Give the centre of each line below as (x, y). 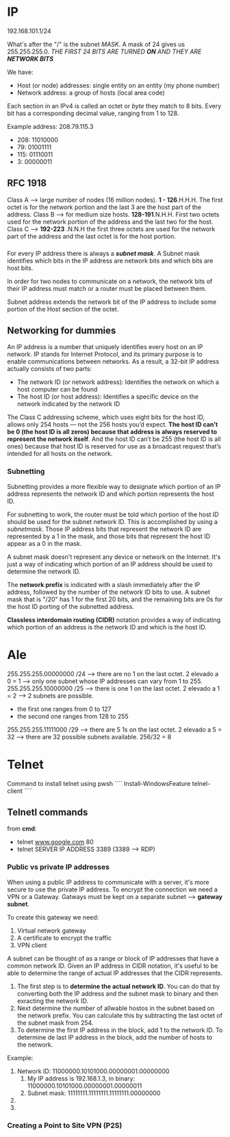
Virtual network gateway (52, 931)
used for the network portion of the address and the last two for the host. (110, 222)
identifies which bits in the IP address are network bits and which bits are (110, 261)
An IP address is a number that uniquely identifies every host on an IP (105, 347)
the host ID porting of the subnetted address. (71, 606)
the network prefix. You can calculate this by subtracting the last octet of (119, 1015)
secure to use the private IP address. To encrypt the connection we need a (112, 889)
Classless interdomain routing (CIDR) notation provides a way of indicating (114, 620)
